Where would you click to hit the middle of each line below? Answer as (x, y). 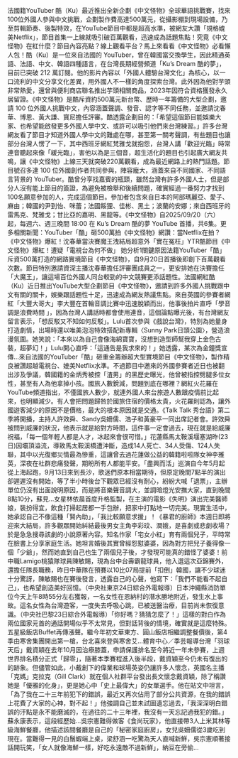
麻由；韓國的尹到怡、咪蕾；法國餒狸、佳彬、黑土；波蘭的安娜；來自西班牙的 (119, 206)
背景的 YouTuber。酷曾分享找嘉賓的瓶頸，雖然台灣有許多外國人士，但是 (118, 179)
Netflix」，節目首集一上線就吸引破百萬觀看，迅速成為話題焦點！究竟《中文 (120, 37)
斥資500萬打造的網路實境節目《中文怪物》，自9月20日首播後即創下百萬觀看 (117, 259)
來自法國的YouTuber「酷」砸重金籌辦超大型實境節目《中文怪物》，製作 (121, 357)
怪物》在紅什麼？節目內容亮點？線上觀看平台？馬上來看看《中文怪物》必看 (116, 46)
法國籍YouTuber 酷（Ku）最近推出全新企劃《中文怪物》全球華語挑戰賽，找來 (119, 10)
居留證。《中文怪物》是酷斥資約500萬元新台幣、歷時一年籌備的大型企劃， (114, 99)
